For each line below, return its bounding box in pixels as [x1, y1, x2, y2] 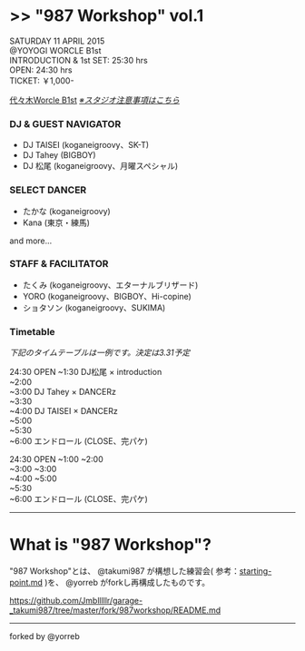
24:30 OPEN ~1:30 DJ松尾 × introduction [9, 367, 162, 378]
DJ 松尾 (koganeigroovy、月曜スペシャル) [22, 161, 179, 172]
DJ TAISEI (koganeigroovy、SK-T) [22, 140, 150, 151]
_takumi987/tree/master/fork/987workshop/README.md [9, 605, 221, 616]
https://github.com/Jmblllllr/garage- [9, 596, 143, 607]
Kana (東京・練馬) [22, 217, 91, 228]
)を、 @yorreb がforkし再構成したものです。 [44, 577, 211, 588]
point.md [9, 577, 44, 588]
